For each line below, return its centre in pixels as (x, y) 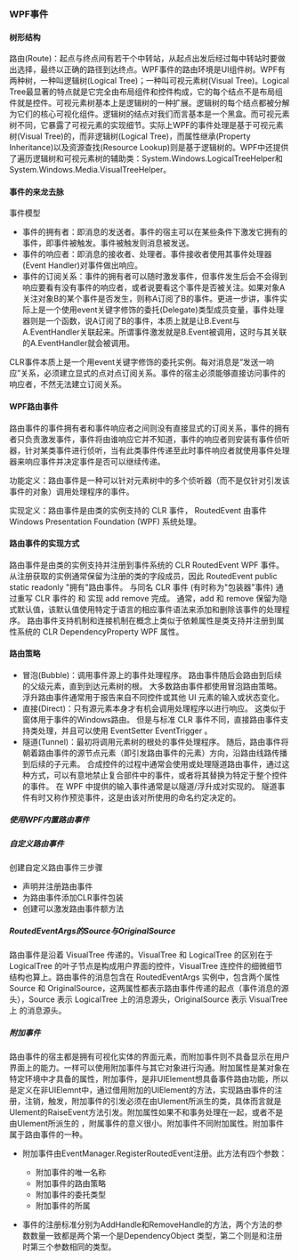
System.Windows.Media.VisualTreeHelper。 (90, 170)
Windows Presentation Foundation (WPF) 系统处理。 (105, 521)
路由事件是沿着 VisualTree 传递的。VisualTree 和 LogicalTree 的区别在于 (141, 955)
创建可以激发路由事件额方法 (73, 909)
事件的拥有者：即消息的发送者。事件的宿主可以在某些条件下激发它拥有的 (154, 232)
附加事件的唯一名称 (71, 1173)
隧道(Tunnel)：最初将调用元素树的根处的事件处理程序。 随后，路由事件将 (155, 741)
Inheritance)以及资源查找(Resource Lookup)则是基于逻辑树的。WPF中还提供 (149, 148)
